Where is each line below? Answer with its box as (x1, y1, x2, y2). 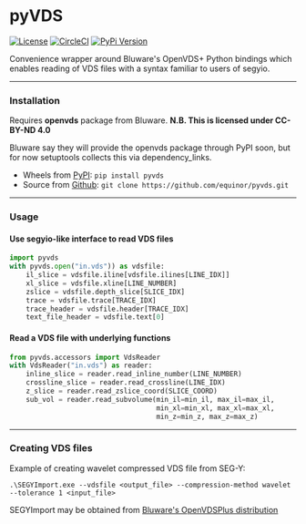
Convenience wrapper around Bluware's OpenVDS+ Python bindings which (9, 53, 292, 64)
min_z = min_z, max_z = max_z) (156, 412, 259, 421)
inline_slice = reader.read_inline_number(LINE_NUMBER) (25, 370, 243, 379)
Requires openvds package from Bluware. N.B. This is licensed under (9, 115, 274, 126)
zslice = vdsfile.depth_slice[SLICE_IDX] (25, 287, 185, 296)
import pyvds (9, 253, 59, 262)
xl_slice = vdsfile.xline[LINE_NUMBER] (25, 279, 178, 288)
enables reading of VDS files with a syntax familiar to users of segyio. (9, 63, 270, 74)
